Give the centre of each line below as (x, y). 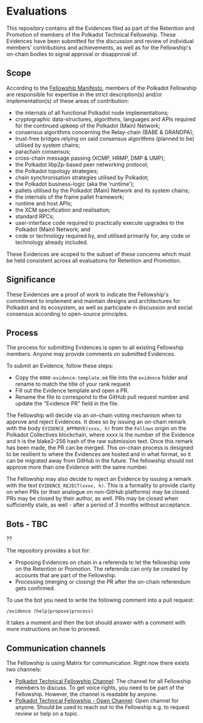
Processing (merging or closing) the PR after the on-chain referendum (103, 582)
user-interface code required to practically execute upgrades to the (99, 223)
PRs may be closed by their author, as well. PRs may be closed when (92, 499)
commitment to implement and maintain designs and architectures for (93, 301)
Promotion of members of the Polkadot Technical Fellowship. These (91, 34)
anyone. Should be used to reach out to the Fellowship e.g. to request (102, 707)
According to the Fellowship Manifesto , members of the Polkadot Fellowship (101, 88)
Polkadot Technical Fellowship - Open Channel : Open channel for (97, 700)
